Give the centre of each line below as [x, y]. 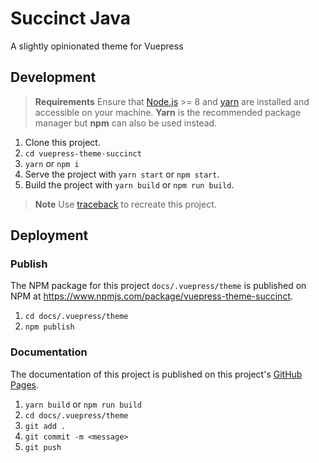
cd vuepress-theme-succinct [83, 153]
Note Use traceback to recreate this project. [125, 204]
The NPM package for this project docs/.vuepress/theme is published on [158, 286]
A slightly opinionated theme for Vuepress [97, 46]
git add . [45, 426]
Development [53, 77]
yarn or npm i [52, 163]
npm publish [49, 327]
